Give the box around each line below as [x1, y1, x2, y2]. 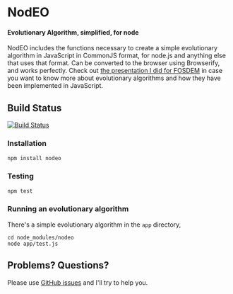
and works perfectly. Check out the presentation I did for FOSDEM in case [7, 67, 223, 75]
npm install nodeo [7, 154, 61, 162]
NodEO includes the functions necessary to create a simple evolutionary [7, 44, 217, 52]
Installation [7, 139, 47, 149]
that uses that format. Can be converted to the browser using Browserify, [7, 59, 220, 67]
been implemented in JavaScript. [7, 81, 104, 90]
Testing [7, 171, 34, 181]
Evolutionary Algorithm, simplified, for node [7, 28, 139, 36]
